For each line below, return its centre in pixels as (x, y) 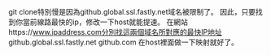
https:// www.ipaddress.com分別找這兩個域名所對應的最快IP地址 (115, 32)
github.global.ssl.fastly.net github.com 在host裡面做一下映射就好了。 (123, 42)
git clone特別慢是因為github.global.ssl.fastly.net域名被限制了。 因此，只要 (132, 12)
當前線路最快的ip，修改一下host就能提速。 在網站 (105, 22)
